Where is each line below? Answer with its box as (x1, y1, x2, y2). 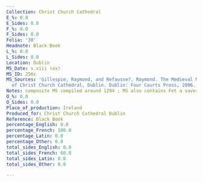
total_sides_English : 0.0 (6, 144, 71, 150)
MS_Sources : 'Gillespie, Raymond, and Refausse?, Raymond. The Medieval (6, 76, 193, 83)
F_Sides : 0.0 (6, 32, 39, 38)
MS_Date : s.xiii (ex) (6, 65, 61, 72)
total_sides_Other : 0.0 (6, 161, 66, 167)
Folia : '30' (6, 37, 36, 43)
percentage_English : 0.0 (6, 122, 69, 128)
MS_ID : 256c (6, 71, 36, 77)
